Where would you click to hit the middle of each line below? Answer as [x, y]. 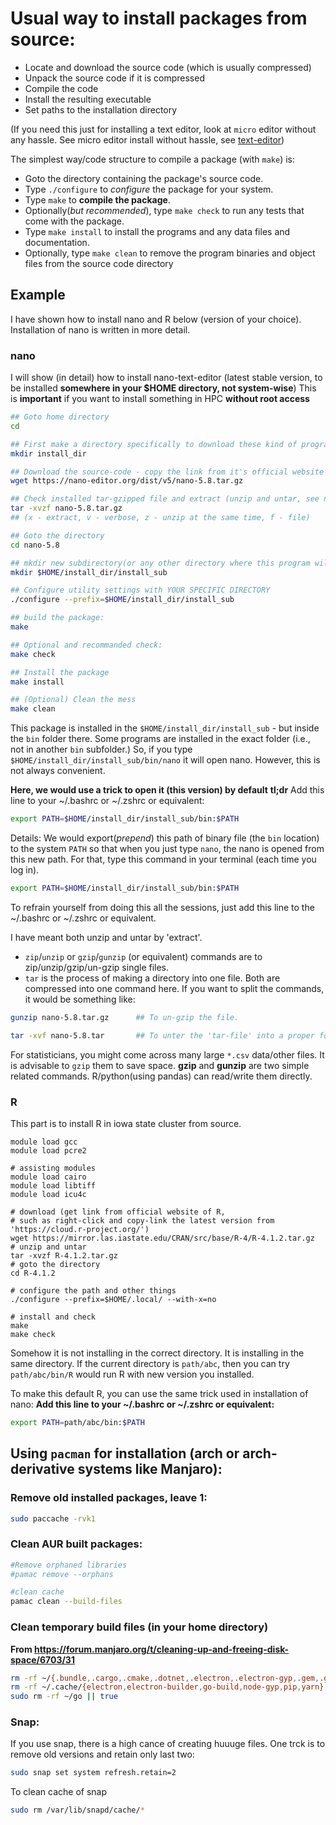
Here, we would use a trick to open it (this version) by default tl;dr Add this [167, 790]
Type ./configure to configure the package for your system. [149, 189]
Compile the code [61, 88]
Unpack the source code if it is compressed [114, 78]
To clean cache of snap [59, 1792]
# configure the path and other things [93, 1290]
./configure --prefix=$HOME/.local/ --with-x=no [113, 1299]
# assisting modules [53, 1168]
